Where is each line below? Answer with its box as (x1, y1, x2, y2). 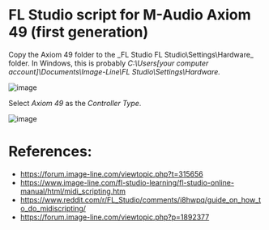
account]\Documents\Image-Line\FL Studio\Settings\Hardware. (8, 66, 221, 76)
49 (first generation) (8, 23, 148, 41)
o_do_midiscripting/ (19, 203, 87, 213)
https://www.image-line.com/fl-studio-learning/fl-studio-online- (19, 177, 235, 187)
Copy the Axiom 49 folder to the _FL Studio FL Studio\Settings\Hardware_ (8, 49, 254, 59)
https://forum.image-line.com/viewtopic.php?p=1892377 (19, 212, 210, 222)
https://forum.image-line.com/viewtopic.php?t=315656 (19, 168, 204, 179)
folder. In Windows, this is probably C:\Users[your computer (8, 58, 209, 68)
